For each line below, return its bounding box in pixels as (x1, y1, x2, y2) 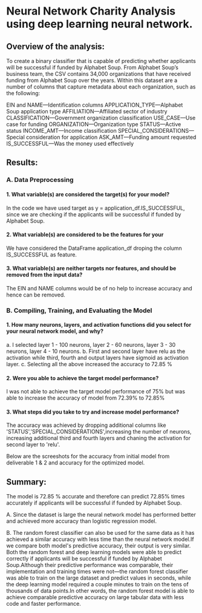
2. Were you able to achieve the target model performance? (6, 374, 159, 381)
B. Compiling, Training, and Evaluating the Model (6, 306, 152, 315)
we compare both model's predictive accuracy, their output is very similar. (6, 542, 191, 549)
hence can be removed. (6, 291, 65, 298)
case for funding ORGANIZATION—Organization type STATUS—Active (6, 121, 181, 128)
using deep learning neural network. (6, 17, 193, 31)
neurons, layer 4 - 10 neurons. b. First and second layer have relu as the (6, 347, 186, 355)
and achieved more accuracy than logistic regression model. (6, 517, 157, 525)
